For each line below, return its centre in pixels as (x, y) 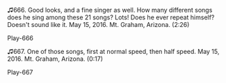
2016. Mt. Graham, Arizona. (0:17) (55, 59)
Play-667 (20, 72)
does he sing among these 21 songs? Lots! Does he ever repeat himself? (111, 17)
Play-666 (20, 38)
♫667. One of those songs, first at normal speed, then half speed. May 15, (113, 52)
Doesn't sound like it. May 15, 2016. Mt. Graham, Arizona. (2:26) (98, 25)
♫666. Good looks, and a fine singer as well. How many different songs (110, 10)
